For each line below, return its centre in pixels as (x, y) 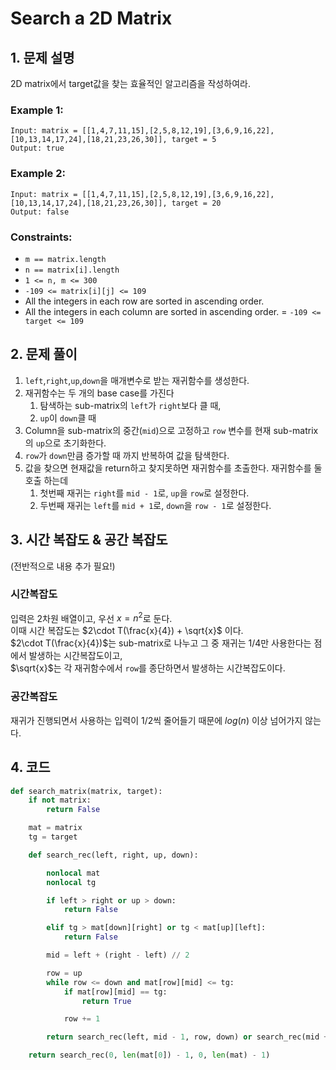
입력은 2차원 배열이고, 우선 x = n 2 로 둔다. (91, 617)
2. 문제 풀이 (44, 354)
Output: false (40, 212)
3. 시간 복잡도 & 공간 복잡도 (89, 540)
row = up (64, 973)
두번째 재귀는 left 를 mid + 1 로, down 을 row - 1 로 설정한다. (155, 505)
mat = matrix (55, 828)
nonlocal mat (73, 873)
